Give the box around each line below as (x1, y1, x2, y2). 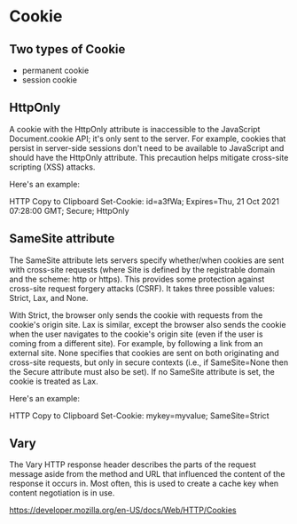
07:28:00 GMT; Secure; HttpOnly (9, 205, 130, 216)
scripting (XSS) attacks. (9, 162, 96, 172)
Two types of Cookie (9, 42, 126, 57)
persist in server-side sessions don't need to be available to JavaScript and (9, 142, 285, 153)
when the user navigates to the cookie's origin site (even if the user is (9, 329, 263, 339)
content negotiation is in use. (9, 488, 115, 498)
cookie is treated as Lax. (9, 376, 99, 386)
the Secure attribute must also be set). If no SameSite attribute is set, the (9, 366, 275, 377)
